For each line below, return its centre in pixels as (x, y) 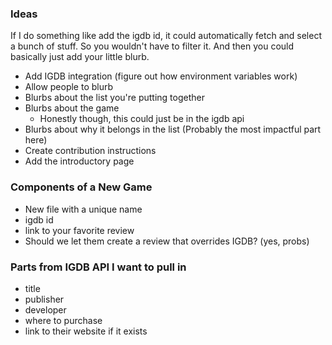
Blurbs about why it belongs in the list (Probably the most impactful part (173, 129)
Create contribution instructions (90, 151)
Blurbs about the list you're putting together (114, 98)
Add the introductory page (79, 161)
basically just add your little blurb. (80, 57)
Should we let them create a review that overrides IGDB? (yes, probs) (167, 241)
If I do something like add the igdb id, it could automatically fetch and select (166, 36)
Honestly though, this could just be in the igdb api (142, 119)
